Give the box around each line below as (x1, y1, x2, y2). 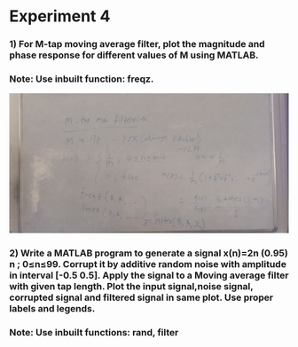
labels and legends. (9, 303, 96, 315)
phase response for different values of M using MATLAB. (9, 49, 259, 61)
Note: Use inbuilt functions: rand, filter (9, 327, 179, 339)
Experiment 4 (9, 6, 111, 27)
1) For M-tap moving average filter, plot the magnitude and (9, 38, 265, 51)
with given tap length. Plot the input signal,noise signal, (9, 280, 254, 293)
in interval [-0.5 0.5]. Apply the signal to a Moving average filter (9, 269, 289, 281)
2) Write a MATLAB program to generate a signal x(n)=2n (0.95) (9, 247, 288, 259)
